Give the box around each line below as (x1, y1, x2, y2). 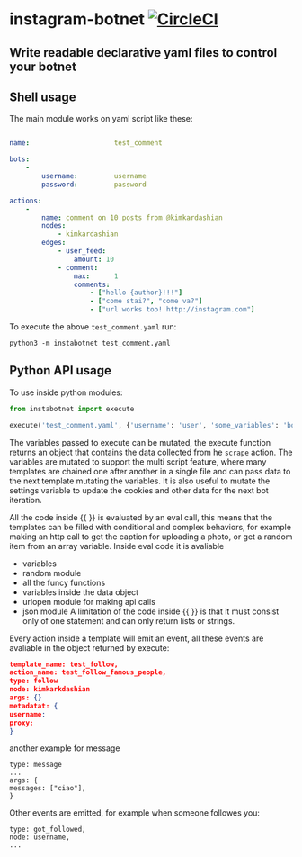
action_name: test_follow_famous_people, (9, 668, 167, 677)
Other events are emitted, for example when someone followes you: (9, 807, 261, 818)
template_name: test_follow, (9, 660, 119, 669)
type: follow (9, 676, 58, 686)
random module (22, 567, 82, 578)
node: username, (9, 833, 70, 842)
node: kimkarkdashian (9, 685, 91, 694)
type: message (9, 761, 63, 770)
